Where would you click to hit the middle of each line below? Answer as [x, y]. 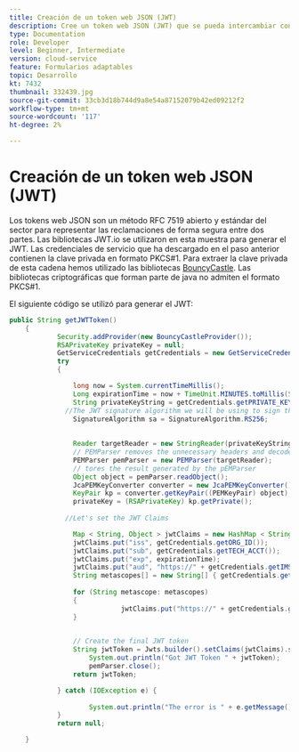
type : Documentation [48, 34]
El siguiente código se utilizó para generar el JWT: [101, 303]
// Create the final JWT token [131, 642]
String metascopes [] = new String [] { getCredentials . [176, 576]
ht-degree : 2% [36, 125]
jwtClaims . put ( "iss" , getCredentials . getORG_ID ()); [170, 542]
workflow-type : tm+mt [49, 109]
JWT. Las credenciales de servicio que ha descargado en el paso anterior [145, 248]
